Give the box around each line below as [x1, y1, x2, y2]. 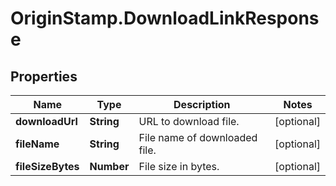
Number [89, 160, 130, 173]
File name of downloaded [138, 131, 258, 144]
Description [173, 98, 231, 111]
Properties [10, 68, 78, 85]
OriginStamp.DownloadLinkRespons [10, 7, 320, 30]
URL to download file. [138, 115, 240, 128]
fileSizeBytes [15, 160, 80, 173]
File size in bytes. [138, 160, 220, 173]
